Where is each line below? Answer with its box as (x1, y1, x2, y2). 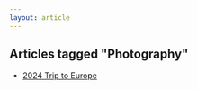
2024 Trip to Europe (22, 70, 97, 81)
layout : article (9, 13, 70, 22)
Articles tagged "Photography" (9, 47, 189, 62)
